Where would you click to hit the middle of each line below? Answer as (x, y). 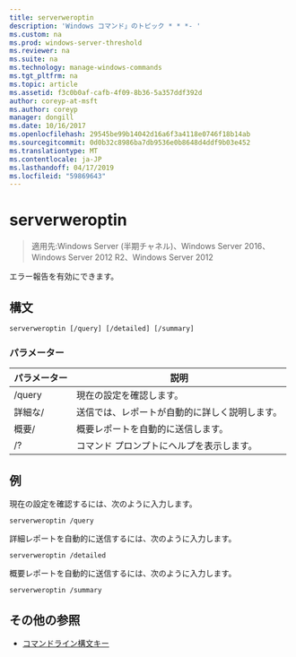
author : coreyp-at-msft (54, 101)
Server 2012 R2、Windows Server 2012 (140, 257)
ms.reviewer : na (39, 51)
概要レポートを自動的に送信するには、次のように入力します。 (123, 574)
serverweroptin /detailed (57, 556)
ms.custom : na (36, 34)
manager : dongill (42, 117)
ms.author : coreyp (44, 109)
